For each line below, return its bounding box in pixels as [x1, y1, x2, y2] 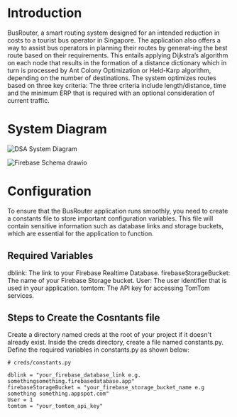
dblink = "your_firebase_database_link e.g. [7, 372, 141, 379]
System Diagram [7, 121, 108, 138]
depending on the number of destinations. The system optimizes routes [7, 73, 216, 82]
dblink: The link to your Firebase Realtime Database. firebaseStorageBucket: [7, 268, 231, 277]
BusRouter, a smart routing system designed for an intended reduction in [7, 28, 220, 37]
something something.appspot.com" [7, 390, 110, 398]
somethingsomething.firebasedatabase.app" [7, 378, 135, 385]
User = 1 [7, 396, 33, 404]
